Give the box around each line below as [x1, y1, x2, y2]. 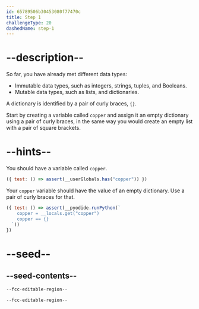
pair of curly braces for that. [6, 193, 75, 200]
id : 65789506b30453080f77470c [6, 8, 81, 15]
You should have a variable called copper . [6, 165, 108, 172]
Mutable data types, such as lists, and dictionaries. [14, 89, 140, 96]
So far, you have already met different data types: [6, 71, 128, 78]
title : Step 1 [6, 14, 42, 20]
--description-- [6, 51, 84, 64]
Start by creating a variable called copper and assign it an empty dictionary [6, 111, 189, 119]
